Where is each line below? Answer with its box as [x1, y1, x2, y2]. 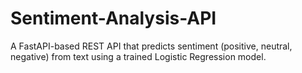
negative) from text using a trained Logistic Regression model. [10, 50, 267, 62]
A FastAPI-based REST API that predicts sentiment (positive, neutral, [10, 40, 293, 52]
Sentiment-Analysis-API [10, 7, 217, 30]
